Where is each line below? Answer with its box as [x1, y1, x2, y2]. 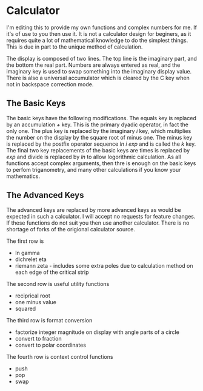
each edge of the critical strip [15, 268, 89, 276]
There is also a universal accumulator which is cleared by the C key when [6, 74, 190, 81]
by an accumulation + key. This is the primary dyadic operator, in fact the [6, 121, 189, 128]
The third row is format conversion [6, 316, 93, 324]
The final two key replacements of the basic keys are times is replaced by [6, 146, 190, 154]
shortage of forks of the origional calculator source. [6, 225, 135, 233]
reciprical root [15, 292, 50, 299]
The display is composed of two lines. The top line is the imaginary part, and [6, 55, 197, 62]
